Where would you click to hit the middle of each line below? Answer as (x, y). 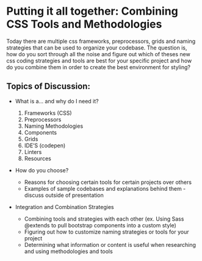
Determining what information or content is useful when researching (110, 244)
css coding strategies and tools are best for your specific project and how (99, 61)
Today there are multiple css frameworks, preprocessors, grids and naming (101, 41)
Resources (38, 158)
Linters (33, 152)
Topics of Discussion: (48, 86)
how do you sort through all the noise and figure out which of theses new (98, 54)
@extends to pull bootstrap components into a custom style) (100, 225)
